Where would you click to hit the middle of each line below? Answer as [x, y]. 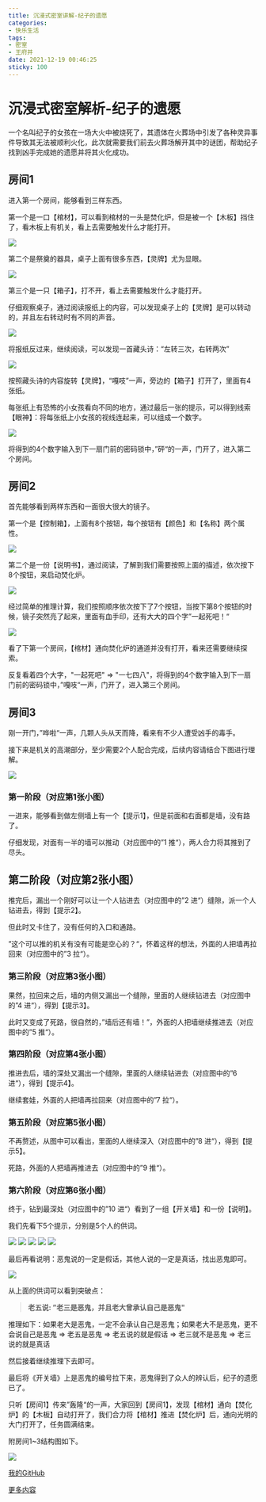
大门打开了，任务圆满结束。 [53, 1424]
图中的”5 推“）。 [34, 1032]
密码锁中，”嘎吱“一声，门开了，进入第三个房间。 [106, 685]
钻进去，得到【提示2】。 [47, 910]
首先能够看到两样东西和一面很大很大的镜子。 [81, 506]
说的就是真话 [29, 1344]
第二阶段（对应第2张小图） [74, 879]
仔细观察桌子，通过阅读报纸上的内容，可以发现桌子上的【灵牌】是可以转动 [129, 307]
